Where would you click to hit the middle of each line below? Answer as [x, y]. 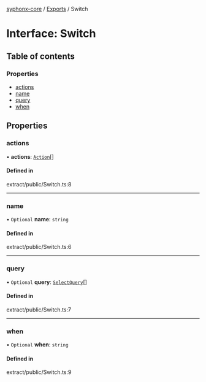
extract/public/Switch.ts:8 [39, 184]
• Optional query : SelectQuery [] [47, 282]
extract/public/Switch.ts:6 [39, 247]
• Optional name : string [37, 220]
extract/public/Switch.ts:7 [39, 310]
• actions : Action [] [30, 156]
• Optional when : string [37, 345]
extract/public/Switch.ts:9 [39, 372]
